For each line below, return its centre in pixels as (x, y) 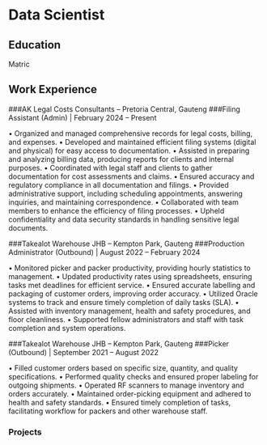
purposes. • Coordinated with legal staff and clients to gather (110, 167)
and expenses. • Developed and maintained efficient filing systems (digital (132, 142)
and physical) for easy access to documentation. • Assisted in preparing (129, 150)
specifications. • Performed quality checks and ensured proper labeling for (133, 376)
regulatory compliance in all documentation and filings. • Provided (119, 184)
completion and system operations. (67, 328)
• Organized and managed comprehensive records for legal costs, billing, (131, 133)
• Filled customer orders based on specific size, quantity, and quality (123, 368)
